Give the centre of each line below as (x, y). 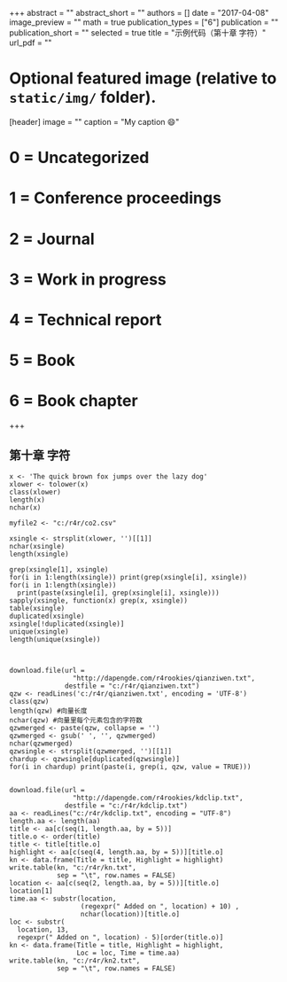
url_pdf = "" (31, 43)
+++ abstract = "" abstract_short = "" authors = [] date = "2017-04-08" (139, 13)
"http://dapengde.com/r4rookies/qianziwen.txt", (163, 678)
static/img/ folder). (83, 97)
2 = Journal (52, 239)
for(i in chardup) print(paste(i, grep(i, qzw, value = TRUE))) (130, 767)
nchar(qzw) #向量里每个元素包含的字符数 (76, 720)
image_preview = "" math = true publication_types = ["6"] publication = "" (144, 22)
